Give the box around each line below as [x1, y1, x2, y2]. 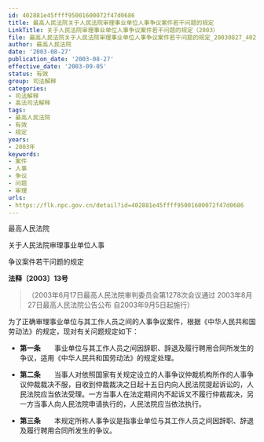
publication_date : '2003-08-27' [8, 56, 114, 64]
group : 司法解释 [8, 77, 57, 85]
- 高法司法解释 [8, 99, 51, 107]
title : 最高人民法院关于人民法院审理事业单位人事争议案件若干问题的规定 [8, 19, 214, 27]
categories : [8, 84, 47, 93]
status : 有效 [8, 70, 49, 78]
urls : [8, 194, 26, 202]
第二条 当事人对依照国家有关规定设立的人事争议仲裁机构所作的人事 [19, 370, 247, 379]
